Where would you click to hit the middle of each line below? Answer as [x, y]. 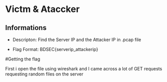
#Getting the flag [23, 59]
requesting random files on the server [45, 74]
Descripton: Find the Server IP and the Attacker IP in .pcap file [77, 39]
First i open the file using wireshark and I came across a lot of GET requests [84, 69]
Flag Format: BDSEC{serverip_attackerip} [55, 49]
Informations [26, 28]
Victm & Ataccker [43, 9]
